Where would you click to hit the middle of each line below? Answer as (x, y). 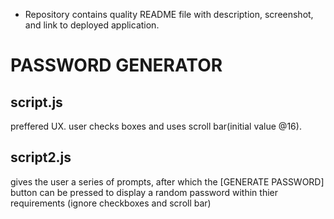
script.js (36, 102)
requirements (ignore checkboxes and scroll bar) (111, 203)
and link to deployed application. (92, 25)
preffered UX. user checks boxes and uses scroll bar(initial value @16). (156, 126)
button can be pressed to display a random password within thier (144, 192)
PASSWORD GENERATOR (116, 65)
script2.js (41, 157)
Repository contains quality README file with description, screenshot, (169, 14)
